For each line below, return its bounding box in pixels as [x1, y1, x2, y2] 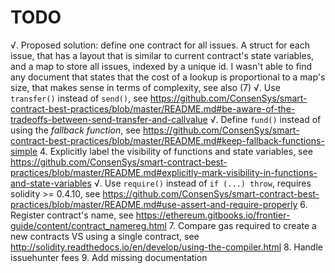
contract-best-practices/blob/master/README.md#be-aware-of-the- [10, 102, 296, 115]
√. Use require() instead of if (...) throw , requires [93, 177, 312, 189]
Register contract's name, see [10, 209, 134, 221]
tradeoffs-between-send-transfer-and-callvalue [10, 113, 208, 125]
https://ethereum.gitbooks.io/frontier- [135, 209, 291, 221]
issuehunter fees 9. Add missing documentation [10, 251, 208, 263]
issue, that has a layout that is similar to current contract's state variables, [10, 49, 315, 61]
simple [10, 145, 38, 157]
